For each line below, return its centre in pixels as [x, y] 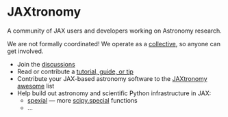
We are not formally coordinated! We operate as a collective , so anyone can [114, 44]
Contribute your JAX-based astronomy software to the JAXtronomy [112, 78]
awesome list [36, 86]
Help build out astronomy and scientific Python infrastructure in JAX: [114, 93]
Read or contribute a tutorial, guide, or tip [75, 71]
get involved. [25, 51]
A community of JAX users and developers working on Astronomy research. [115, 31]
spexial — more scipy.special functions [83, 100]
